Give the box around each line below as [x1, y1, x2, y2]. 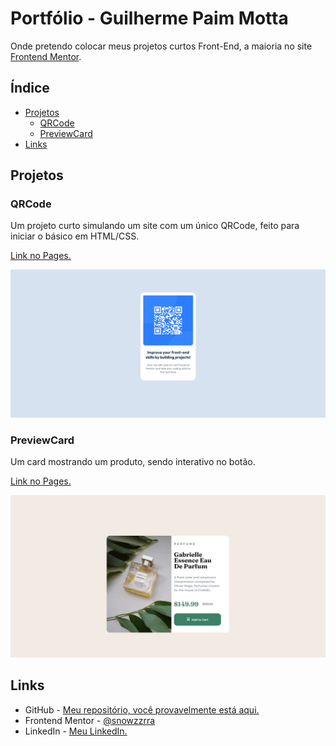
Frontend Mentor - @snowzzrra [24, 714, 156, 726]
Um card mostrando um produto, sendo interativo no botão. [10, 455, 256, 467]
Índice [10, 80, 50, 97]
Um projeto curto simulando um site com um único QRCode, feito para [10, 220, 300, 232]
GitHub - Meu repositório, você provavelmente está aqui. [24, 703, 260, 716]
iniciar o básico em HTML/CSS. [10, 230, 140, 242]
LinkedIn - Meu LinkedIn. [24, 725, 128, 737]
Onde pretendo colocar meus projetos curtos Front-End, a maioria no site [10, 40, 313, 52]
